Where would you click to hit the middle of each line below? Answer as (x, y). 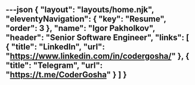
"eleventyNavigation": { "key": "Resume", (86, 19)
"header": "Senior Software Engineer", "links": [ (97, 38)
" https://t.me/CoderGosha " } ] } (66, 75)
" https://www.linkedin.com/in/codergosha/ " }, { (97, 56)
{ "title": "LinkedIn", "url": (55, 47)
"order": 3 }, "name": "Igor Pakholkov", (81, 28)
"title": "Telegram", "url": (54, 66)
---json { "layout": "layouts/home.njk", (80, 10)
